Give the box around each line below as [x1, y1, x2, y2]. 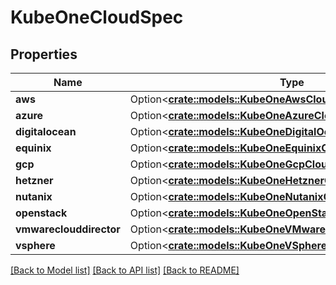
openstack [15, 206, 68, 220]
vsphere [15, 239, 56, 252]
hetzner [15, 174, 54, 187]
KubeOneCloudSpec [10, 6, 184, 29]
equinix [15, 141, 52, 155]
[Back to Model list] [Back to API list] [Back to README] [10, 264, 240, 276]
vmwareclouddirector [15, 222, 121, 236]
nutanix [15, 190, 53, 203]
